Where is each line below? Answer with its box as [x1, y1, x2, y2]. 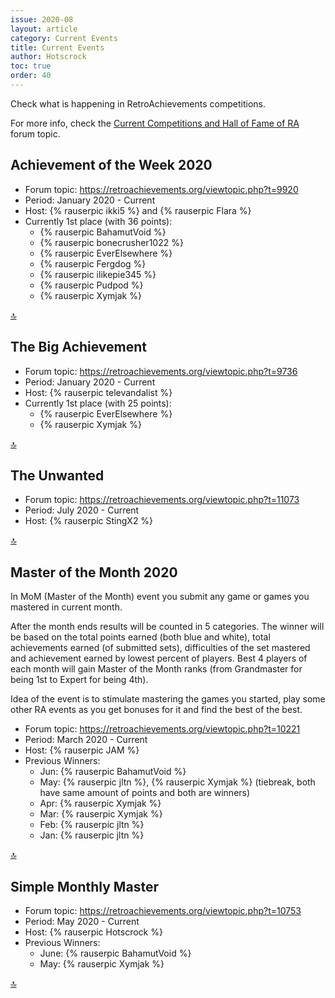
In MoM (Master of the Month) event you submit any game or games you [10, 591, 310, 603]
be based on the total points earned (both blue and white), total [10, 631, 271, 643]
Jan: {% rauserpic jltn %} [39, 829, 145, 841]
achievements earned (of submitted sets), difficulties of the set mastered [10, 642, 311, 654]
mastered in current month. [10, 601, 123, 613]
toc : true [10, 61, 52, 71]
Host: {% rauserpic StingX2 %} [24, 515, 154, 527]
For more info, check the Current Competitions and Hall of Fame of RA [10, 117, 300, 129]
